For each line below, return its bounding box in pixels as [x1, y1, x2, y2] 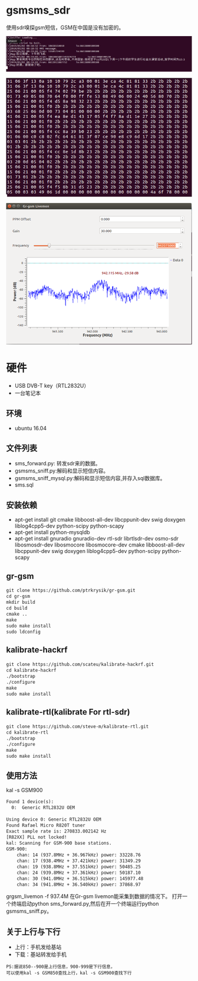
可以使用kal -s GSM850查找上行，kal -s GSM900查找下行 [6, 970, 132, 976]
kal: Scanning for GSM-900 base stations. [6, 840, 112, 847]
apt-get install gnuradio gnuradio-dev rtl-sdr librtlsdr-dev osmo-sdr [14, 535, 179, 542]
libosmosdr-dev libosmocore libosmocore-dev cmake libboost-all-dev [14, 541, 185, 548]
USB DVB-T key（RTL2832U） [14, 382, 90, 389]
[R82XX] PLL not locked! [6, 834, 67, 841]
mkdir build [6, 599, 35, 605]
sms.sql [14, 481, 34, 488]
